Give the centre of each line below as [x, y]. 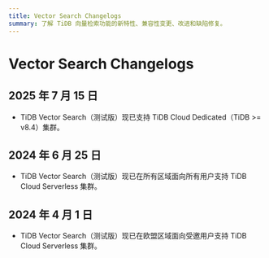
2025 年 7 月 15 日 [53, 96]
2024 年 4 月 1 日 [51, 214]
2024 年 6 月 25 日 [55, 155]
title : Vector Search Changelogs [65, 16]
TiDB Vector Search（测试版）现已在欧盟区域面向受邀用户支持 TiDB [133, 236]
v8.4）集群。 [42, 127]
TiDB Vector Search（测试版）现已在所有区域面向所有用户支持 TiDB [133, 177]
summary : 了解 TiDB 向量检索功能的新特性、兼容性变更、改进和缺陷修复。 [117, 24]
